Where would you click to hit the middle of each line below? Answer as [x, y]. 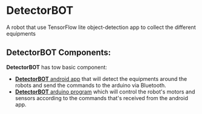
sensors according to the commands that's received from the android [102, 98]
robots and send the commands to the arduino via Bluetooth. [90, 85]
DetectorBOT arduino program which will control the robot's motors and [105, 92]
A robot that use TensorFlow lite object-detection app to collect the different [101, 27]
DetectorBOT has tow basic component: [57, 67]
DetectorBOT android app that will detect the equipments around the [101, 78]
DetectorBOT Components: [59, 53]
